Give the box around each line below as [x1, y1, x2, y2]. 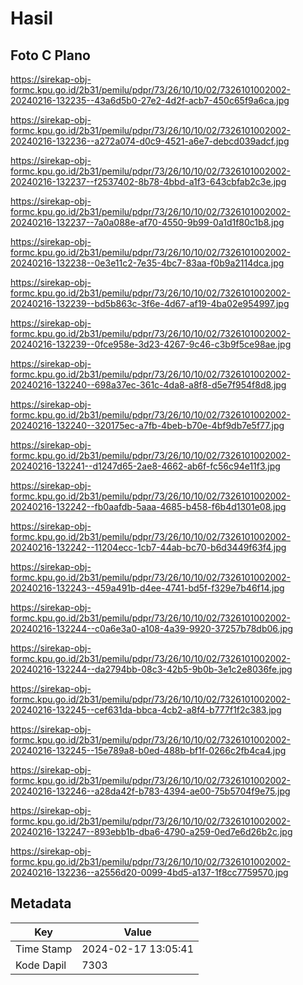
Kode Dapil [15, 958, 67, 972]
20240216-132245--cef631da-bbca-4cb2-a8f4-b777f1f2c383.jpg [10, 704, 282, 716]
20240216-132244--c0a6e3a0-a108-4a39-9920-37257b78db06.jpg [10, 623, 294, 634]
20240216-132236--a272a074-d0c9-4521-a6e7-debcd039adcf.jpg [10, 135, 290, 147]
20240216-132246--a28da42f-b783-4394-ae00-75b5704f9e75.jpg [10, 785, 291, 797]
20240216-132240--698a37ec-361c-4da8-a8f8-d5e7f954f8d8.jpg [10, 379, 287, 391]
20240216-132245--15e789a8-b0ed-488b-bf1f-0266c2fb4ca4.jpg [10, 745, 287, 756]
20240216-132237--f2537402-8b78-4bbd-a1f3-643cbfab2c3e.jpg [10, 176, 287, 187]
